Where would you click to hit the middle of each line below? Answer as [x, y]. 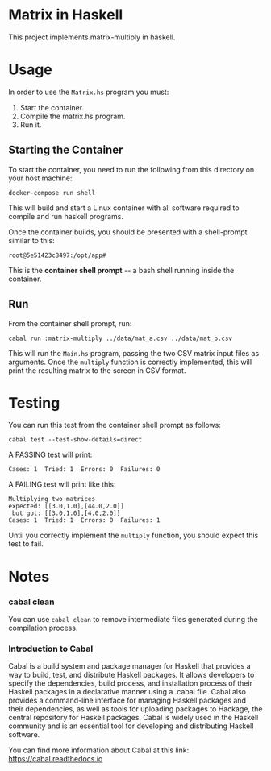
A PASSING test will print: [50, 455]
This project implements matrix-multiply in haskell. [92, 37]
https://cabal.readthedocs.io [56, 759]
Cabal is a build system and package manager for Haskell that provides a [130, 666]
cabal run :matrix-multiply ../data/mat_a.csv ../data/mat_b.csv [120, 338]
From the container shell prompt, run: [70, 323]
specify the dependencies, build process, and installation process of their [130, 683]
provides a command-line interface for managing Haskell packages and [127, 701]
